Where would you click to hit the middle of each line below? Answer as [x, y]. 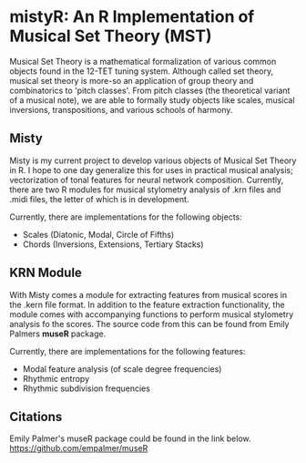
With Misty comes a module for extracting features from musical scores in [148, 294]
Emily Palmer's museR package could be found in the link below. [131, 438]
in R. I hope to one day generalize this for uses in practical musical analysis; [151, 170]
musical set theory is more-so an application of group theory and [132, 80]
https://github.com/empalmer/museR [79, 448]
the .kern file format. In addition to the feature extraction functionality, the [147, 304]
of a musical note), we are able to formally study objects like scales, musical [152, 100]
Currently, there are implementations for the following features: [127, 351]
